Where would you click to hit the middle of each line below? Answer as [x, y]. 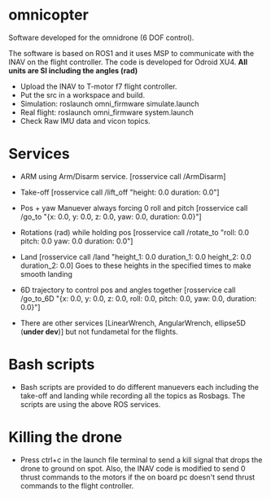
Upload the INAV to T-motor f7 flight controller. [98, 86]
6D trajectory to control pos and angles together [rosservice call [128, 290]
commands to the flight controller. [77, 485]
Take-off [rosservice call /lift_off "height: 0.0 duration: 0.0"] [120, 192]
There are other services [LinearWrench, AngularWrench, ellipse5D [133, 322]
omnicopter [49, 15]
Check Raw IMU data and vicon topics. [85, 120]
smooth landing [46, 274]
